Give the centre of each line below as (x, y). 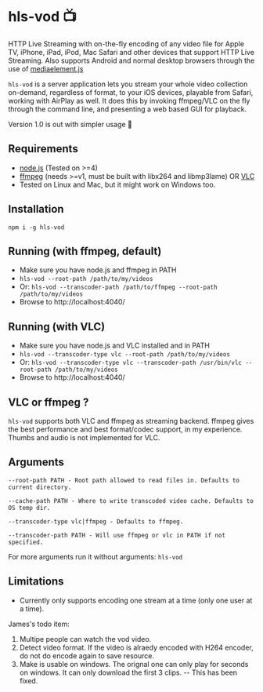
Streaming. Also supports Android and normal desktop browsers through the (131, 60)
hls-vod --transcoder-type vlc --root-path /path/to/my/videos (125, 355)
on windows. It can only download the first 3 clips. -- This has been (128, 672)
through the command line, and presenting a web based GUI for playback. (128, 109)
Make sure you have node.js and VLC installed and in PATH (114, 346)
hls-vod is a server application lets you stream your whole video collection (128, 84)
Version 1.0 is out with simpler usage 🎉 (70, 124)
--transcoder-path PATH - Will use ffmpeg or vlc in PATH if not (117, 535)
